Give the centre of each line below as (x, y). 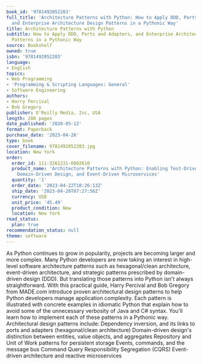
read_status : (23, 219)
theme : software (26, 236)
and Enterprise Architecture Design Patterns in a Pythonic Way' (95, 23)
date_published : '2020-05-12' (44, 124)
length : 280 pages (29, 118)
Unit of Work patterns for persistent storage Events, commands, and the (96, 343)
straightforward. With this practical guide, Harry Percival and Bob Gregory (98, 285)
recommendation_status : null (43, 230)
